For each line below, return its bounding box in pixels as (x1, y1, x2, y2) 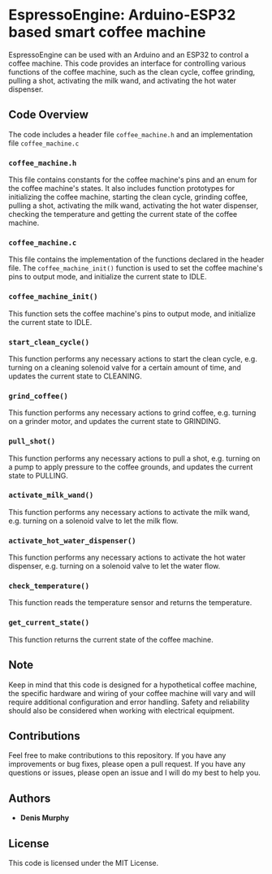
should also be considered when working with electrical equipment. (8, 705, 235, 716)
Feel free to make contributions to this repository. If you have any (8, 751, 227, 760)
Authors (8, 791, 51, 805)
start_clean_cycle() (8, 337, 90, 347)
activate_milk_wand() (8, 491, 94, 500)
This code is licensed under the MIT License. (8, 858, 159, 868)
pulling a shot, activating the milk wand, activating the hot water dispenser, (8, 201, 259, 210)
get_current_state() (8, 618, 90, 627)
